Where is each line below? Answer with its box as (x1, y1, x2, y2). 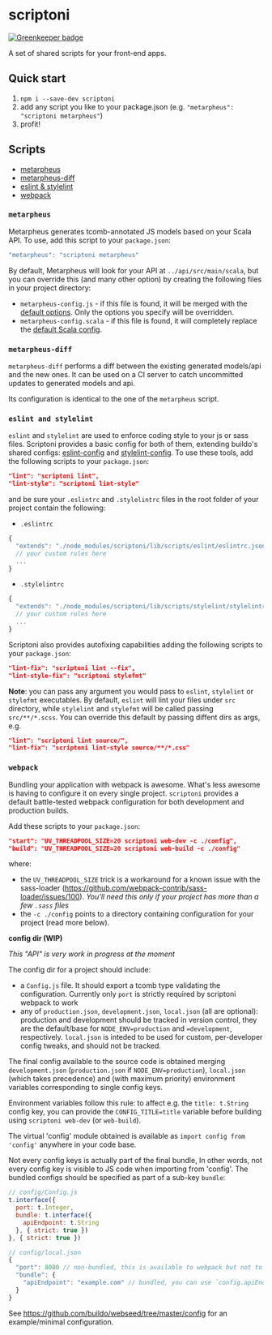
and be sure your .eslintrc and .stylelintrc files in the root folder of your (8, 495, 259, 504)
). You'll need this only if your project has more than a (79, 892, 259, 902)
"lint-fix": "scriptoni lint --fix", (8, 663, 136, 672)
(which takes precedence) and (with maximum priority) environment (8, 1074, 236, 1084)
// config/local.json (8, 1248, 82, 1256)
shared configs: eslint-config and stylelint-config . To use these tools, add (8, 448, 253, 457)
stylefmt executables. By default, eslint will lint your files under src (8, 695, 236, 705)
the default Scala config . (19, 324, 103, 334)
